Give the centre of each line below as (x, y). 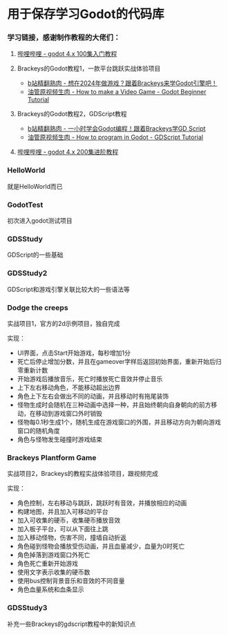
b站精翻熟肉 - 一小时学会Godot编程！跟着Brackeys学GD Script (116, 129)
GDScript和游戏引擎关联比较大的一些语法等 (68, 289)
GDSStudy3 (27, 608)
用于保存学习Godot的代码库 (86, 14)
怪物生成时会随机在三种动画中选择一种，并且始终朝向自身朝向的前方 (114, 405)
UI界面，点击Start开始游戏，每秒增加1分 (74, 353)
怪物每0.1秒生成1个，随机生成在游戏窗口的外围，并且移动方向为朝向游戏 (119, 422)
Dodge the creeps (38, 307)
